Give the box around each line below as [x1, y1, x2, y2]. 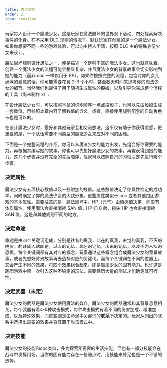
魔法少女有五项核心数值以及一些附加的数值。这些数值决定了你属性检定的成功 [5, 186, 162, 192]
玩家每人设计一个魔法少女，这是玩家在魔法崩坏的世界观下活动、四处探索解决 [5, 31, 162, 37]
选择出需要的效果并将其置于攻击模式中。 [13, 319, 97, 325]
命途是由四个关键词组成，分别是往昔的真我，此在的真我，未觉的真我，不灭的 [5, 237, 162, 243]
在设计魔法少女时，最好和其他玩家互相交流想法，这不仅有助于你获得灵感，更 [5, 125, 162, 131]
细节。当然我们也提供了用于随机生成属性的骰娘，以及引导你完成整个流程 [13, 85, 162, 91]
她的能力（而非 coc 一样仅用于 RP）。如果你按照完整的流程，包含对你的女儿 [5, 73, 160, 79]
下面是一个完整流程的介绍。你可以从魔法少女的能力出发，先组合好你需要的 [5, 141, 158, 147]
